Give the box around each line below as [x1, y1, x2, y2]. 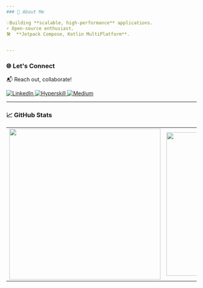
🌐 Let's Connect [6, 62, 56, 70]
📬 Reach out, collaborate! [6, 76, 72, 83]
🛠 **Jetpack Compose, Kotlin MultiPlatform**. [6, 31, 130, 37]
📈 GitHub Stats [6, 111, 53, 120]
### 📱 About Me [6, 8, 45, 15]
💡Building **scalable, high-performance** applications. [6, 19, 153, 26]
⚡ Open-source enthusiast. [6, 25, 74, 31]
